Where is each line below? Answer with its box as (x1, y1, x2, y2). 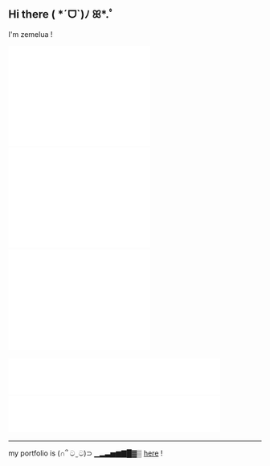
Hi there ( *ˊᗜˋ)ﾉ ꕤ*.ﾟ (8, 7, 115, 22)
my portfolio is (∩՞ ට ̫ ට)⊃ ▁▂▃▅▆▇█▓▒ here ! (8, 448, 163, 458)
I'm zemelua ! (8, 29, 53, 39)
